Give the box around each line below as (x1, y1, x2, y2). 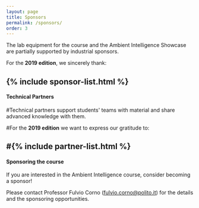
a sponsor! (6, 178, 33, 185)
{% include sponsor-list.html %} (6, 77, 129, 87)
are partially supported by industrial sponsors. (6, 48, 119, 55)
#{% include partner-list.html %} (6, 141, 131, 152)
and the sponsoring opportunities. (6, 196, 90, 203)
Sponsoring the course (6, 158, 64, 165)
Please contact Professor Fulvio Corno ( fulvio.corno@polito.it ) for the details (6, 189, 194, 196)
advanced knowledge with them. (6, 112, 86, 119)
